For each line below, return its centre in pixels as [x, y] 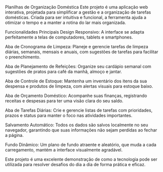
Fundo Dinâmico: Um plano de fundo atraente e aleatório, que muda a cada [81, 145]
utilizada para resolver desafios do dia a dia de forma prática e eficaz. [75, 164]
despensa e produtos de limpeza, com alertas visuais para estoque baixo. [79, 86]
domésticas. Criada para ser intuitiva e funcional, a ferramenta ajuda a [76, 17]
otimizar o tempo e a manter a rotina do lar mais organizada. [66, 22]
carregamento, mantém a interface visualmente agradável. [64, 150]
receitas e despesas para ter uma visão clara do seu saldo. [64, 101]
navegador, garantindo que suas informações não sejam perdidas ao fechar [81, 130]
